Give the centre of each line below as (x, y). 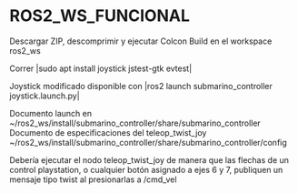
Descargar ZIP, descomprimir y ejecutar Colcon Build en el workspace (141, 41)
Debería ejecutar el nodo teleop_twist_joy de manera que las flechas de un (149, 159)
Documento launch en (51, 113)
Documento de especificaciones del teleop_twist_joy (108, 132)
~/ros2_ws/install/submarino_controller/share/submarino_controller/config (149, 142)
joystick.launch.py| (45, 96)
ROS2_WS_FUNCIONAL (100, 16)
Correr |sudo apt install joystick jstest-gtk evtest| (101, 68)
